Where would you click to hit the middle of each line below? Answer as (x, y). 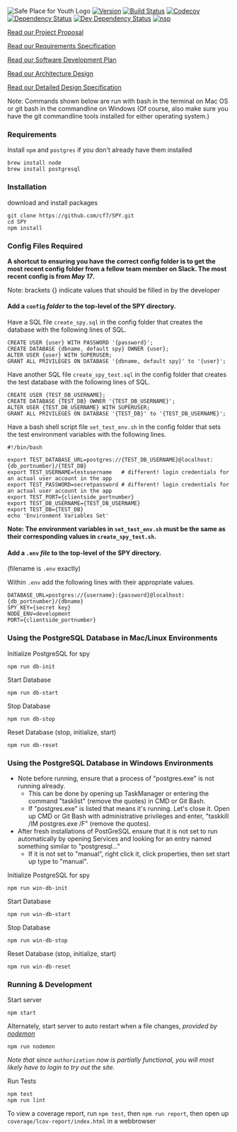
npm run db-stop (31, 719)
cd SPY (17, 222)
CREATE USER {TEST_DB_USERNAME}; (57, 395)
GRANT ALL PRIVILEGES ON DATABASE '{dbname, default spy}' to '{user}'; (117, 361)
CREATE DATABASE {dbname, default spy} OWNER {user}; (88, 349)
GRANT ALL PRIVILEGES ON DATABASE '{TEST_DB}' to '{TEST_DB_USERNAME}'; (117, 414)
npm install (25, 228)
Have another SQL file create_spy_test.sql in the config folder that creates (117, 375)
